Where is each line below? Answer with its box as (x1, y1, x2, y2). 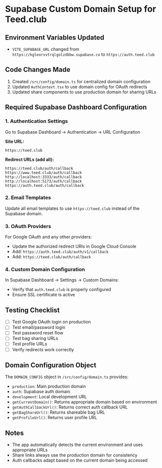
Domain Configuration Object (5, 361, 96, 369)
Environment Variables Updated (5, 33, 104, 42)
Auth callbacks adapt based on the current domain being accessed (12, 457, 148, 463)
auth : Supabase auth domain (12, 389, 70, 395)
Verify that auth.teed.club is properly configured (12, 287, 112, 292)
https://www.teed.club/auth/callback (5, 170, 82, 175)
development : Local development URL (12, 394, 87, 400)
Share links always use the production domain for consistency (12, 452, 138, 458)
